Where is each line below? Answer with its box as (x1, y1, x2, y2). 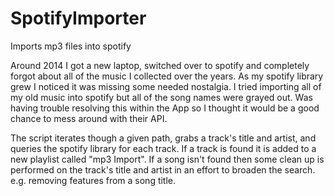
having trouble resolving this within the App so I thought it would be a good (10, 102, 320, 114)
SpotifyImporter (10, 7, 147, 30)
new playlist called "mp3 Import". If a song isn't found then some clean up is (10, 153, 325, 165)
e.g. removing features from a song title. (10, 174, 177, 186)
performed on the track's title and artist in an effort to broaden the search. (10, 163, 316, 176)
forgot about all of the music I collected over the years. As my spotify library (10, 70, 324, 82)
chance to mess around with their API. (10, 112, 168, 124)
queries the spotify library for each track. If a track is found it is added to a (10, 142, 317, 154)
